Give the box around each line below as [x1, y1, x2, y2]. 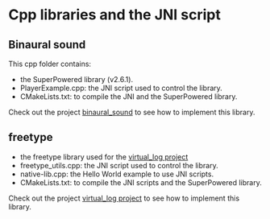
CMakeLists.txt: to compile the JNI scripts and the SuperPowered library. [19, 177, 262, 187]
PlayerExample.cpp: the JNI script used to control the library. [19, 83, 223, 93]
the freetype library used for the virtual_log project [19, 151, 189, 162]
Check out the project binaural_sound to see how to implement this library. [8, 107, 255, 117]
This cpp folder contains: [8, 59, 91, 68]
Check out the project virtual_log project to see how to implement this [8, 193, 240, 203]
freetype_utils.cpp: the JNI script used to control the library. [19, 160, 219, 170]
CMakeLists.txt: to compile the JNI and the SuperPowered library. [19, 92, 238, 101]
